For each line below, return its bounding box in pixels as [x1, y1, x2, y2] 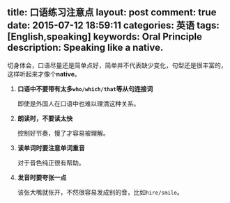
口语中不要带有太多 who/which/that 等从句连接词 [17, 84, 153, 92]
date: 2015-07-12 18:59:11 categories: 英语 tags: [7, 19, 220, 31]
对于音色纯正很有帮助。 [17, 159, 85, 167]
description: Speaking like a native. [7, 42, 164, 54]
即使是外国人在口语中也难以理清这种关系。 [17, 99, 140, 108]
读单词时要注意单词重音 [17, 143, 85, 152]
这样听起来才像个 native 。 [7, 70, 82, 78]
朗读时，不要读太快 [17, 114, 73, 122]
